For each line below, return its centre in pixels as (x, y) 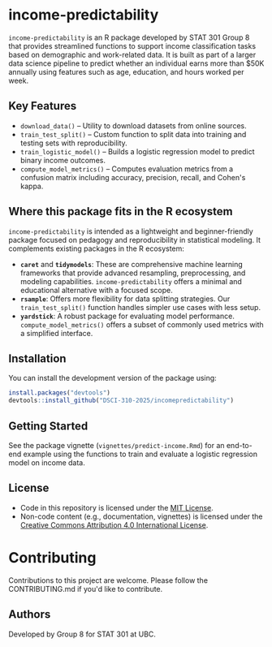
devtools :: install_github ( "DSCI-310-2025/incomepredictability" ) (121, 401)
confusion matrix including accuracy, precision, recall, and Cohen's (133, 177)
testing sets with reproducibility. (73, 143)
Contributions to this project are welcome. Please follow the (108, 580)
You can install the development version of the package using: (112, 378)
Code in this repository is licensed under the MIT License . (117, 507)
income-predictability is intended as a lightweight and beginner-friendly (131, 231)
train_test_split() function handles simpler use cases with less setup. (140, 307)
